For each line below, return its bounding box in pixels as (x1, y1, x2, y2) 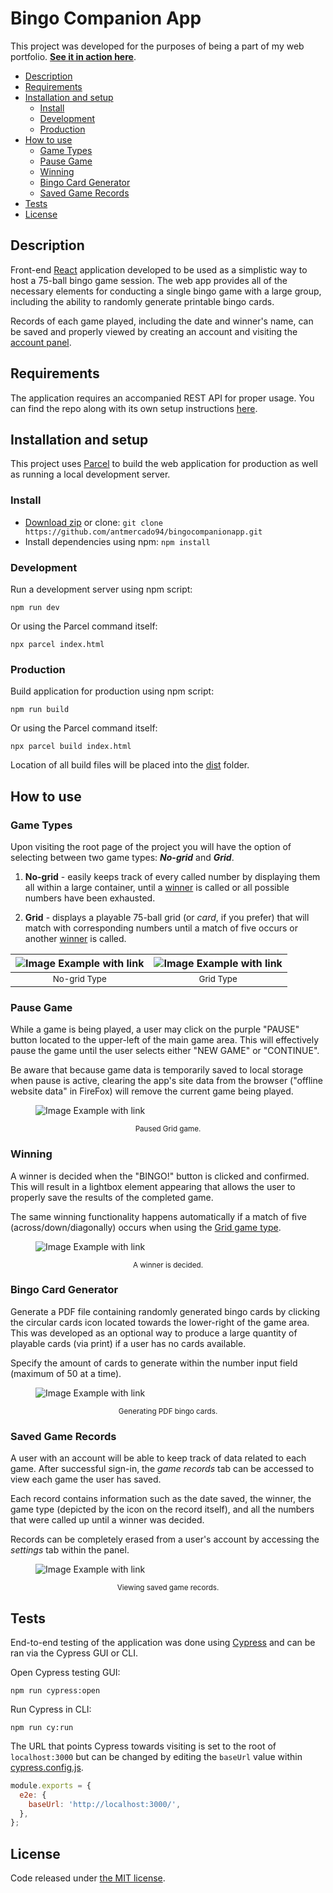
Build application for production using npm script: (10, 685, 215, 697)
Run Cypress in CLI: (10, 1703, 92, 1715)
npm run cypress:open (10, 1685, 101, 1696)
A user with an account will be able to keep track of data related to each (10, 1452, 307, 1464)
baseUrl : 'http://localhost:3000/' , (28, 1799, 182, 1809)
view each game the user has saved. (10, 1473, 162, 1486)
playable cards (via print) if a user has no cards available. (10, 1337, 247, 1349)
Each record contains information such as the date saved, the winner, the (10, 1493, 312, 1505)
